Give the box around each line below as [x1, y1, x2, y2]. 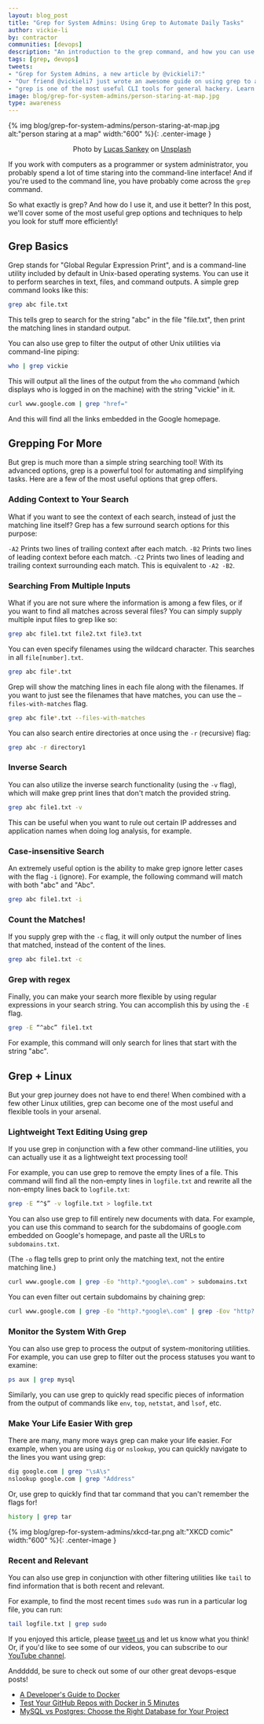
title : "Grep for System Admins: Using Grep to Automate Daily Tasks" [8, 19, 244, 27]
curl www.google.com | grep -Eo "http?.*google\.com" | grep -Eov [8, 1307, 230, 1316]
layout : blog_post [8, 11, 68, 20]
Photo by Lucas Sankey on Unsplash [72, 145, 192, 154]
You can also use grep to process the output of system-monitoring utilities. [8, 1344, 251, 1354]
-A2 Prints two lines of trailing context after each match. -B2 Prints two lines [8, 543, 252, 553]
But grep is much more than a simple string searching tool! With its [8, 458, 224, 467]
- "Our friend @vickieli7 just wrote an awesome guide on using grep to [8, 77, 251, 85]
